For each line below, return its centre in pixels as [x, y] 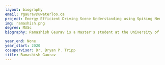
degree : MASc [18, 28]
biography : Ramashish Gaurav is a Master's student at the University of [82, 32]
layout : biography [24, 10]
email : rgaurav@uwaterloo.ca [35, 14]
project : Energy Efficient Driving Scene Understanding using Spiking [79, 19]
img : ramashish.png [25, 23]
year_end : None [21, 41]
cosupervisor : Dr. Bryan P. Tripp [41, 50]
